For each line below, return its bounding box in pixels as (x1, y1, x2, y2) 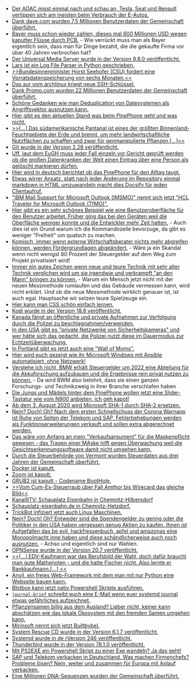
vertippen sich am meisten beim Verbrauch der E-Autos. (11, 11, 149, 18)
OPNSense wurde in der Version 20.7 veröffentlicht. (11, 546, 138, 553)
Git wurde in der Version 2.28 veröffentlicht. (11, 143, 119, 151)
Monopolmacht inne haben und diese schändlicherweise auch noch (11, 534, 178, 541)
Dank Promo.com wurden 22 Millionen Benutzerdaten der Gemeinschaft (11, 87, 188, 94)
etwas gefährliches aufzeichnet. (11, 597, 91, 604)
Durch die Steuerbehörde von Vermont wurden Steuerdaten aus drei (11, 452, 179, 459)
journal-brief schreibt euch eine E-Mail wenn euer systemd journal (11, 591, 178, 597)
